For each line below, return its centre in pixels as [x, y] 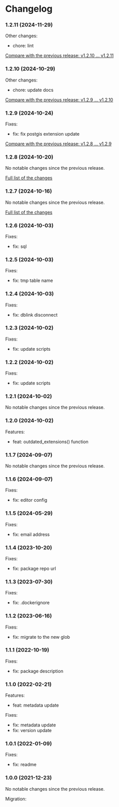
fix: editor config [30, 500]
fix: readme [25, 765]
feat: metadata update [36, 705]
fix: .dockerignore [31, 603]
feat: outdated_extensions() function [50, 441]
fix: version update [32, 731]
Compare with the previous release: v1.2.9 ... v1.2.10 [59, 99]
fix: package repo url [34, 568]
